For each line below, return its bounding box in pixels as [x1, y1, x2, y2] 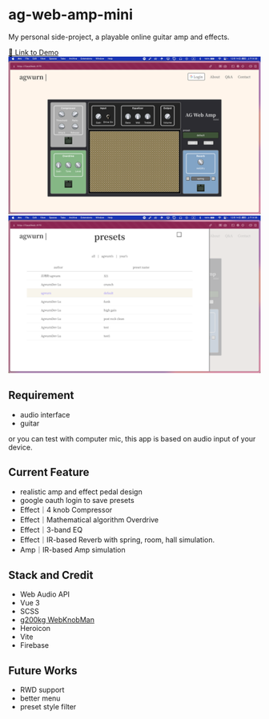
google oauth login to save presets [19, 495, 134, 505]
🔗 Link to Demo [8, 47, 59, 57]
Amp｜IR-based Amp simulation [19, 545, 126, 554]
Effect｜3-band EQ [19, 525, 82, 534]
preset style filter [19, 702, 77, 712]
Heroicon [19, 624, 50, 633]
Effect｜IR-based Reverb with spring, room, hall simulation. [19, 534, 215, 545]
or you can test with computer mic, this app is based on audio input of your [8, 433, 256, 443]
